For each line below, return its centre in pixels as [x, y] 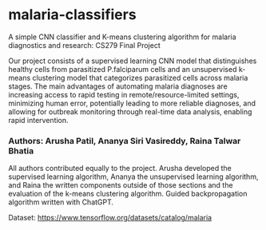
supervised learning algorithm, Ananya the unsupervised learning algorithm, [133, 176]
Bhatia [21, 151]
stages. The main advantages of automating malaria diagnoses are [118, 86]
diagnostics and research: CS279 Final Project [85, 45]
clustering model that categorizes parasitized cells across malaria [140, 77]
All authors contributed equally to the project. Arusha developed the [120, 169]
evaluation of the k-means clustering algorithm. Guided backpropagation [128, 194]
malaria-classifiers [73, 15]
